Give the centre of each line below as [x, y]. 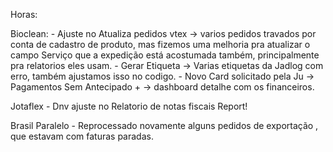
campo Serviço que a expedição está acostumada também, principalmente [165, 55]
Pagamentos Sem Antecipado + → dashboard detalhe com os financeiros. [162, 87]
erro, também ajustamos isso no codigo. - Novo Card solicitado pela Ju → [162, 76]
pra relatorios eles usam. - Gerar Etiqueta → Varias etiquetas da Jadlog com [167, 65]
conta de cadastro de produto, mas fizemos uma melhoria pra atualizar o [160, 44]
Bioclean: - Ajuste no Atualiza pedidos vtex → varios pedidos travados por [163, 33]
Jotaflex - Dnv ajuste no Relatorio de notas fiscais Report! [129, 106]
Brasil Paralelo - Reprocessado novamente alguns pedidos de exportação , [164, 125]
